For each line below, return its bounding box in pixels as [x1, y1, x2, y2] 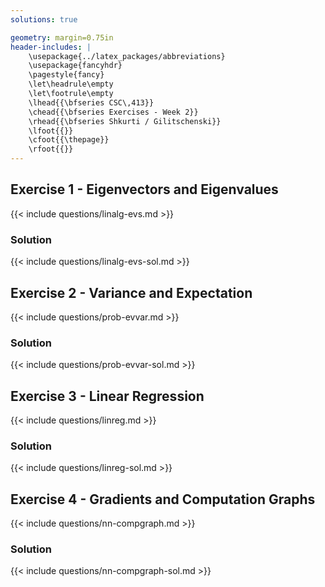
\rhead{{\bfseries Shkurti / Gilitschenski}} [28, 116, 222, 126]
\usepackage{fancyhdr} [28, 61, 123, 71]
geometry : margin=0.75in [10, 32, 114, 43]
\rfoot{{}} [28, 144, 74, 155]
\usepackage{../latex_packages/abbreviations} [28, 51, 226, 61]
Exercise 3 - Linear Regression [10, 387, 205, 405]
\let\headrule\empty [28, 79, 114, 90]
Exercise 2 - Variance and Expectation [10, 284, 253, 301]
